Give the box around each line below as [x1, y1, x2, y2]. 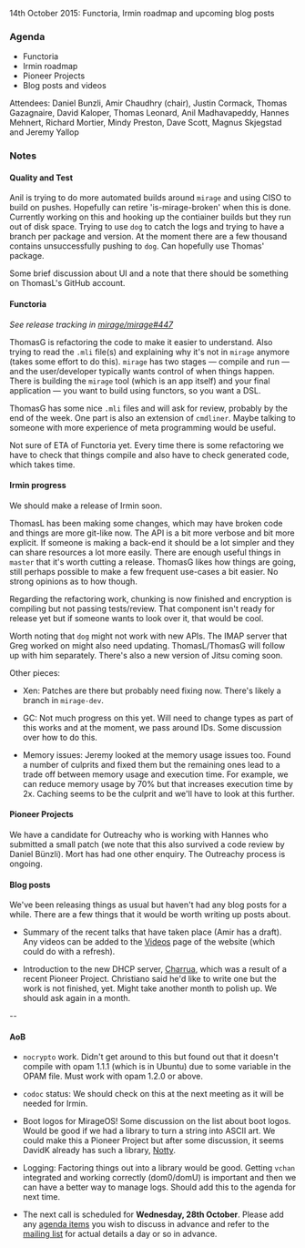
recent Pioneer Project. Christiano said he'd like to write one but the [22, 974, 277, 985]
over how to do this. [22, 731, 98, 742]
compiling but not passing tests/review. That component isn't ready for [9, 603, 276, 614]
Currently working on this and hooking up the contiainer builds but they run [9, 211, 291, 222]
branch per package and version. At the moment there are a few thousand [9, 231, 288, 242]
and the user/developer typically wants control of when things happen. [9, 365, 275, 376]
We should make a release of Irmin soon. [9, 500, 163, 511]
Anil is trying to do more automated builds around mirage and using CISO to [9, 192, 291, 203]
